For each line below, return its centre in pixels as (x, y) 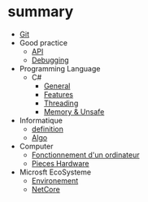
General (57, 86)
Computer (36, 146)
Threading (61, 103)
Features (59, 94)
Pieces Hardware (60, 163)
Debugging (50, 60)
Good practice (44, 42)
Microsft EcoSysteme (55, 172)
